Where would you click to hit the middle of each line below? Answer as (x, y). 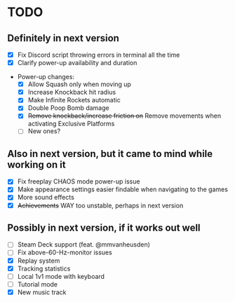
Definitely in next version (63, 38)
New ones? (44, 131)
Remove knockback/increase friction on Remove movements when (125, 116)
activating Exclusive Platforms (71, 124)
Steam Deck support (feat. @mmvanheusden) (84, 245)
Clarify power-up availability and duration (77, 63)
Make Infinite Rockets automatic (74, 100)
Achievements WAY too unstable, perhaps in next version (100, 205)
